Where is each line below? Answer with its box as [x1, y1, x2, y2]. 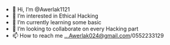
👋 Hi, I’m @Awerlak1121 [12, 6, 70, 13]
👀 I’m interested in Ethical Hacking [12, 12, 98, 19]
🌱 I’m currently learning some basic [12, 19, 102, 26]
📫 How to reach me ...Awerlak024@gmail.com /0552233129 [12, 32, 164, 39]
